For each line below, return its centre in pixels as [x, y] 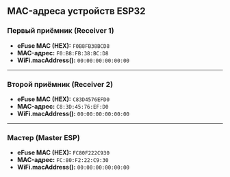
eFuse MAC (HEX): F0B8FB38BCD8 [63, 45]
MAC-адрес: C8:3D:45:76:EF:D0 [63, 106]
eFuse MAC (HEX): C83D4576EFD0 [63, 99]
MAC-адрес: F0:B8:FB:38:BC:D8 [63, 53]
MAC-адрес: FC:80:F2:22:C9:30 [63, 160]
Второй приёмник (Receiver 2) [60, 84]
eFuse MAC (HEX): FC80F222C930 [63, 152]
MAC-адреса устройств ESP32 [76, 11]
